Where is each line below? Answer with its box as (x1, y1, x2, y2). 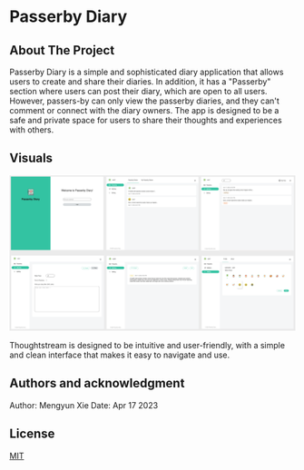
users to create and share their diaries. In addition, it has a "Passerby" (9, 76, 271, 87)
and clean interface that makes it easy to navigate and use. (9, 349, 230, 360)
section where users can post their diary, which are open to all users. (9, 86, 268, 96)
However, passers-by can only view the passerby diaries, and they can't (9, 95, 279, 106)
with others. (9, 124, 54, 135)
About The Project (9, 43, 115, 58)
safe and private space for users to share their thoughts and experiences (9, 115, 283, 125)
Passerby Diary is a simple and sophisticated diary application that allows (9, 66, 284, 77)
